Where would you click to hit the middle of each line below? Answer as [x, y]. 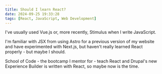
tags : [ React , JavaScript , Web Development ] [51, 18]
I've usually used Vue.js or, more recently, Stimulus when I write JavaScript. [81, 32]
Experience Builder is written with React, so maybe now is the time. [72, 66]
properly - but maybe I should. [35, 52]
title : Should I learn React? [36, 9]
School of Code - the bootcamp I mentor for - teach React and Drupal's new [81, 61]
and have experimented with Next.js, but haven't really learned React [74, 47]
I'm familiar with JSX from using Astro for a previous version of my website [80, 42]
